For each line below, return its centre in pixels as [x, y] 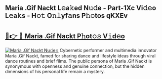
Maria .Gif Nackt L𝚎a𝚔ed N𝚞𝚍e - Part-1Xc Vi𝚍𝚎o [81, 8]
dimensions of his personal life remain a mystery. [55, 71]
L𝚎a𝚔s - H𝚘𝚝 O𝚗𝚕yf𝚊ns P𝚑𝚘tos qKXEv [66, 16]
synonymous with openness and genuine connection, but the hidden [75, 66]
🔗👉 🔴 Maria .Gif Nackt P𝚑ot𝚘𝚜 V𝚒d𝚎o [65, 36]
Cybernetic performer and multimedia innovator [108, 50]
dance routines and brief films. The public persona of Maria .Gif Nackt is [79, 61]
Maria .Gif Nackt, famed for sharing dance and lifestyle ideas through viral [80, 56]
